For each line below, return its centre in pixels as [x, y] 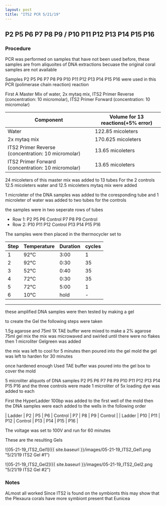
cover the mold [21, 371]
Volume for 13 [127, 117]
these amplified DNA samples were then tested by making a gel [70, 312]
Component [49, 120]
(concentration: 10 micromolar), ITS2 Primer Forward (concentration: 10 [78, 99]
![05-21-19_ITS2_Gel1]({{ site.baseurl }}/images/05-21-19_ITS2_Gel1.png [78, 450]
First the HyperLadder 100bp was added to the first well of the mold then [79, 401]
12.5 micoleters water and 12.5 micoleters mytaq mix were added [71, 185]
